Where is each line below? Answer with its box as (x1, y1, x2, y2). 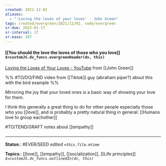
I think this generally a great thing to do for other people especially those (5, 104, 153, 110)
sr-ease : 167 (5, 35, 32, 40)
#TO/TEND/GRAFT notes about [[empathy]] (5, 124, 94, 130)
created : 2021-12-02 (5, 7, 48, 12)
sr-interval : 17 (5, 30, 39, 35)
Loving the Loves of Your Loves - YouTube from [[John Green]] (5, 65, 134, 71)
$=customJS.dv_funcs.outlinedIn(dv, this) (5, 156, 94, 161)
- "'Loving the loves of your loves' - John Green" (9, 16, 119, 21)
